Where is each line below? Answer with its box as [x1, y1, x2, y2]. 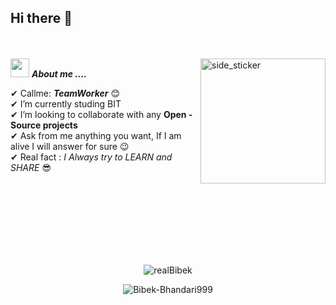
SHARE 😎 [10, 161, 52, 173]
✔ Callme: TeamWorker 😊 [10, 87, 121, 99]
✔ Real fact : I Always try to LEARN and [10, 151, 173, 163]
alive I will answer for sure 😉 [10, 140, 130, 152]
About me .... [31, 67, 88, 80]
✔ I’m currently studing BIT [10, 97, 122, 110]
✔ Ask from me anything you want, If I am [10, 129, 182, 141]
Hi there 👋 [10, 10, 73, 27]
